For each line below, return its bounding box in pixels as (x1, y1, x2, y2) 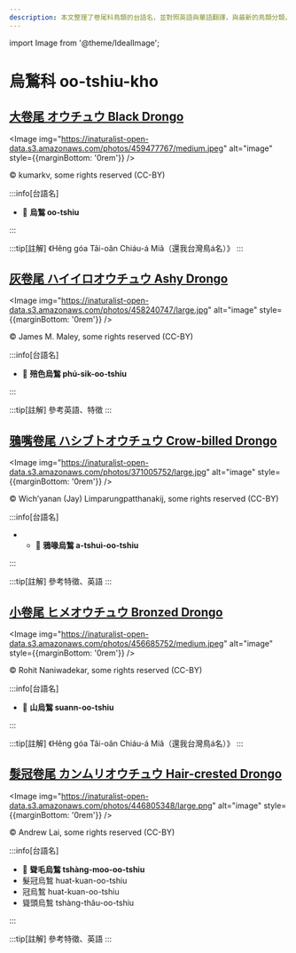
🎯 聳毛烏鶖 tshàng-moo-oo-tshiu (21, 863, 145, 875)
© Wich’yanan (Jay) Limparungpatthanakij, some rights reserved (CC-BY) (9, 494, 279, 504)
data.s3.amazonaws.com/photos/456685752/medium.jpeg (9, 639, 224, 649)
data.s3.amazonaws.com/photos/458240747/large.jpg (9, 305, 208, 315)
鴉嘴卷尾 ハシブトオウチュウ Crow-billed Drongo (9, 433, 277, 449)
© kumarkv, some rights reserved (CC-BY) (9, 170, 166, 180)
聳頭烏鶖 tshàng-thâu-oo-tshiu (21, 897, 135, 908)
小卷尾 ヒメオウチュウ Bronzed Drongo (9, 605, 223, 620)
